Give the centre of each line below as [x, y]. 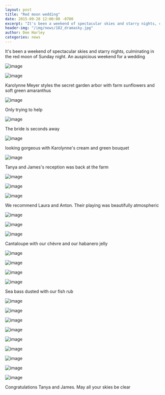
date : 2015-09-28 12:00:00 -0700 [39, 19]
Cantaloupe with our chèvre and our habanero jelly [56, 243]
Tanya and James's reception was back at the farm [57, 167]
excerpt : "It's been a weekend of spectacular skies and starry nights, [81, 23]
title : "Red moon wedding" [33, 14]
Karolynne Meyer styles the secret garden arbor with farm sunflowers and [80, 85]
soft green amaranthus [28, 90]
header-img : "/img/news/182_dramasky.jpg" [49, 28]
